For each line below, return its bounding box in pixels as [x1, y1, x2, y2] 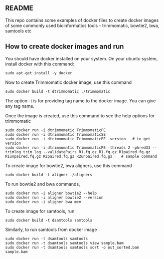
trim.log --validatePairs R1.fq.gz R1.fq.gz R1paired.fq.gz [23, 149, 151, 154]
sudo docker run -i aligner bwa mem [5, 199, 81, 204]
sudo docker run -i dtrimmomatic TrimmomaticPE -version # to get [5, 136, 151, 141]
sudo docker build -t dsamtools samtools [5, 218, 93, 223]
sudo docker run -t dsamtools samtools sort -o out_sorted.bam [5, 245, 140, 250]
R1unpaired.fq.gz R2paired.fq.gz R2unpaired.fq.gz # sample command [5, 154, 157, 159]
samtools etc [5, 27, 32, 34]
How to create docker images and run [5, 42, 124, 51]
